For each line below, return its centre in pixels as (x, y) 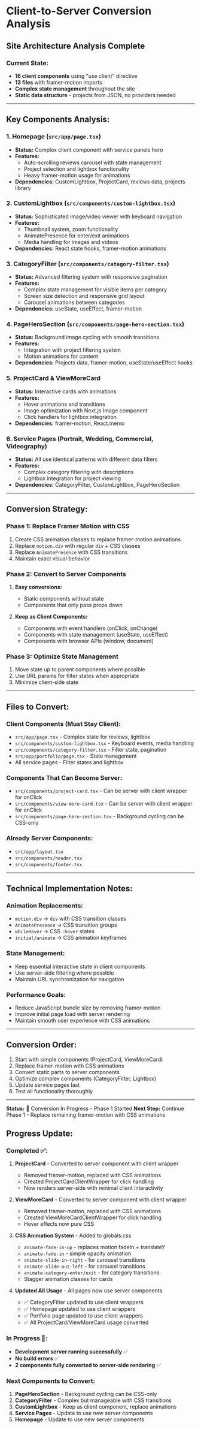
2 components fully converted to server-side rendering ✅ (88, 1365)
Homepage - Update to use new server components (80, 1419)
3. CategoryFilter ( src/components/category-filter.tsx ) (88, 264)
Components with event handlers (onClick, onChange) (91, 628)
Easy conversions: (38, 587)
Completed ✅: (27, 1151)
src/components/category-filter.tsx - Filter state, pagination (91, 750)
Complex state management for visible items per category (95, 290)
